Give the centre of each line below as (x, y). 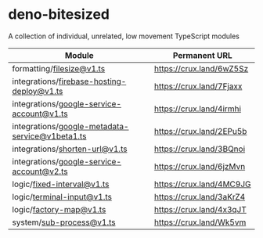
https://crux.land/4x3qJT (200, 209)
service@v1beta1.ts (49, 136)
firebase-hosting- (92, 81)
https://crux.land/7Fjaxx (198, 86)
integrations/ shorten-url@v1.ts (70, 149)
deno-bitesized (59, 14)
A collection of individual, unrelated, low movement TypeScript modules (124, 36)
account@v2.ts (40, 171)
